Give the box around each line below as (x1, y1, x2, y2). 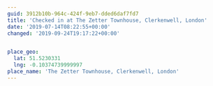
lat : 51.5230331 (13, 55, 61, 62)
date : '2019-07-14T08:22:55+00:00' (7, 23, 111, 30)
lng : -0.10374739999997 (13, 62, 82, 69)
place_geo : (7, 48, 39, 56)
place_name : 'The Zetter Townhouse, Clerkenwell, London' (7, 68, 179, 75)
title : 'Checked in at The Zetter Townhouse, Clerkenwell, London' (7, 17, 208, 24)
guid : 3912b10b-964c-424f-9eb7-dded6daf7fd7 (7, 10, 139, 17)
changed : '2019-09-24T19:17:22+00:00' (7, 29, 120, 37)
